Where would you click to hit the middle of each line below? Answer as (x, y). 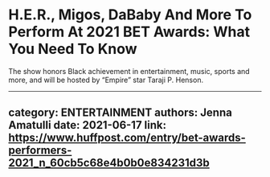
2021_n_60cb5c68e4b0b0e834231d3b (109, 163)
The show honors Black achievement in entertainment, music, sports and (129, 71)
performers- (40, 150)
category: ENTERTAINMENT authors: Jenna (121, 113)
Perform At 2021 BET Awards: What (129, 32)
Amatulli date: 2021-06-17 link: (88, 125)
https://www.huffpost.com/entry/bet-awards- (127, 138)
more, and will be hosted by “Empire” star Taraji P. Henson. (106, 80)
